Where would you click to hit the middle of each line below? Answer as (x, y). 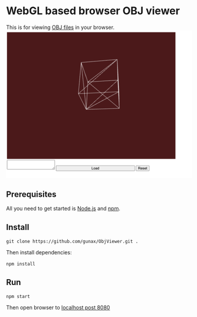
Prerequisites (31, 194)
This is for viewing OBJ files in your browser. (60, 27)
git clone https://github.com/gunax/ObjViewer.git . (72, 242)
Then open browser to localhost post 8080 (58, 308)
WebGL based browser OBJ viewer (93, 11)
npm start (18, 297)
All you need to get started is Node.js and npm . (63, 209)
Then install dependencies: (39, 253)
